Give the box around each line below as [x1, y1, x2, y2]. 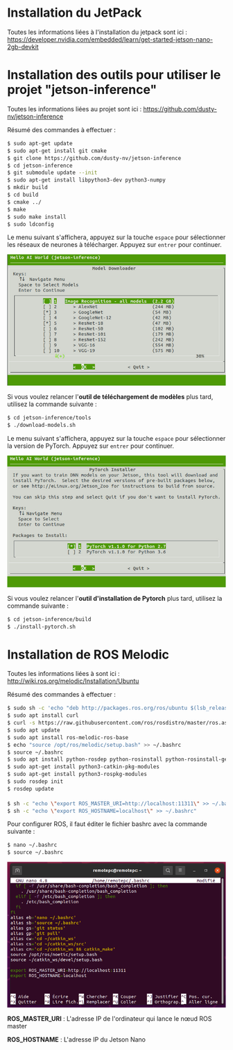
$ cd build [7, 191, 39, 198]
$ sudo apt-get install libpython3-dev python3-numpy [7, 177, 166, 184]
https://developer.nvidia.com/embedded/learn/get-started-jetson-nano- [7, 35, 214, 43]
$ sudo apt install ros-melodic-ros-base [7, 734, 129, 741]
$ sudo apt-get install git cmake [7, 147, 107, 154]
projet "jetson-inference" [7, 82, 157, 98]
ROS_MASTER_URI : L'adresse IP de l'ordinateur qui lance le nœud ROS [7, 1014, 212, 1023]
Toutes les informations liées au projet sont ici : [7, 104, 142, 113]
